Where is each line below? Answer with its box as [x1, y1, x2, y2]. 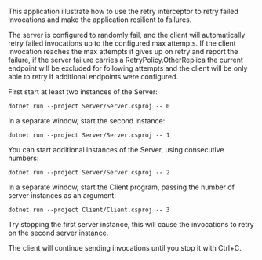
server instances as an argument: [8, 191, 116, 200]
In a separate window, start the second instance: [8, 116, 166, 125]
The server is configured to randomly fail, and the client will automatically [8, 31, 246, 39]
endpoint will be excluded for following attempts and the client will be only [8, 64, 248, 73]
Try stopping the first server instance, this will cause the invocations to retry [8, 220, 254, 229]
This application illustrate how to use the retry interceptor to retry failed [8, 7, 239, 16]
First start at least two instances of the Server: [8, 87, 158, 97]
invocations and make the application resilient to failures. [8, 15, 192, 24]
